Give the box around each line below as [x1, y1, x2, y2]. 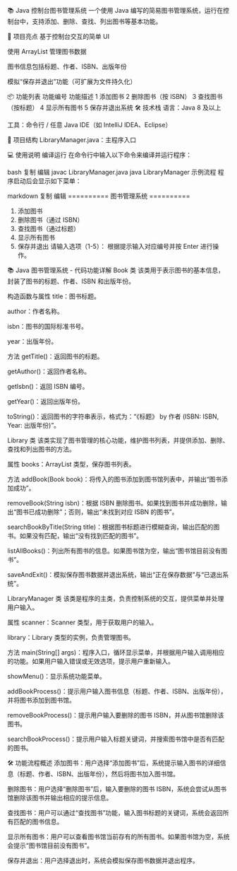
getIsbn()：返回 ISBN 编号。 [7, 382, 89, 390]
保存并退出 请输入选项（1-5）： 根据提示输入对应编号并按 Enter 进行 [17, 242, 213, 250]
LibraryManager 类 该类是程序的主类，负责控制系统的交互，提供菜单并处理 [7, 595, 224, 602]
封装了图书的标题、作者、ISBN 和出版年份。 [7, 277, 135, 285]
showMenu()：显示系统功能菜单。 [7, 672, 106, 680]
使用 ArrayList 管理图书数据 [7, 47, 87, 55]
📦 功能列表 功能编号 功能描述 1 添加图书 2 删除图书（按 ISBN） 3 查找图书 [7, 93, 224, 100]
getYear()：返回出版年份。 [7, 397, 85, 405]
